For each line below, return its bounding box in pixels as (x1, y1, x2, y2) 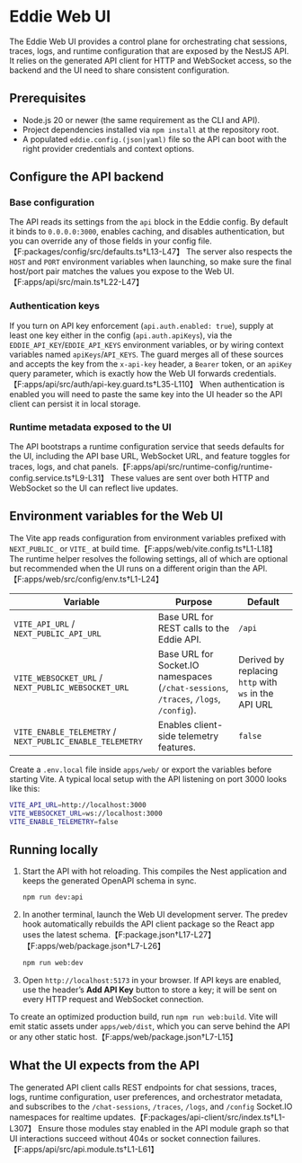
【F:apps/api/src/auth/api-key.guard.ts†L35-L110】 (9, 378, 198, 389)
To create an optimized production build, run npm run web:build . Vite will (9, 1011, 279, 1022)
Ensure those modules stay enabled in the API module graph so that (37, 1123, 289, 1133)
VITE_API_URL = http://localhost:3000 (9, 800, 147, 810)
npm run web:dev (22, 959, 84, 968)
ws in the (237, 687, 274, 699)
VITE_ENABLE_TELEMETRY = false (9, 817, 119, 826)
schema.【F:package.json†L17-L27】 (78, 929, 216, 940)
